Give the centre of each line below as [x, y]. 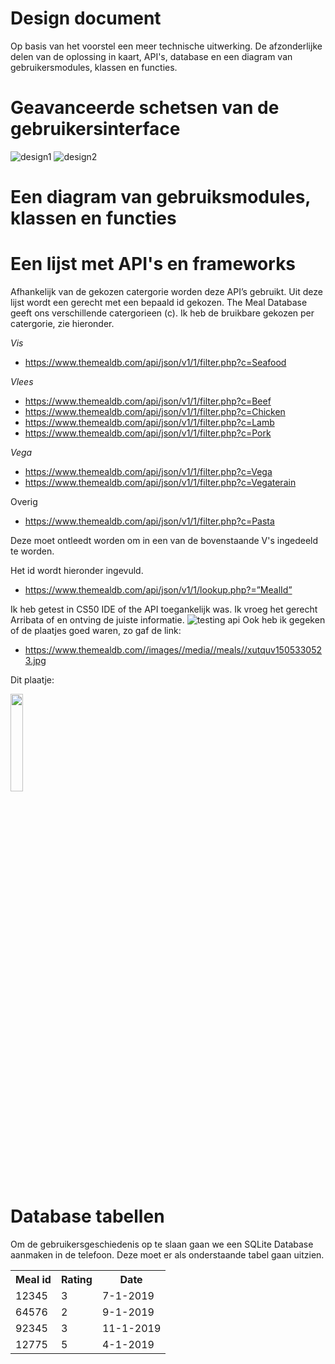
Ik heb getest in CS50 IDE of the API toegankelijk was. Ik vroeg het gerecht [164, 609]
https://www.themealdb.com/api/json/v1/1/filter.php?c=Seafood [155, 362]
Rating [76, 1279]
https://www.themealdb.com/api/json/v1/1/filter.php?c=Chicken [155, 411]
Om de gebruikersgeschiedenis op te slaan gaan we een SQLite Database [162, 1244]
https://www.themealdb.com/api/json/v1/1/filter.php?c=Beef [148, 401]
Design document [86, 18]
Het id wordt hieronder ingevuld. [77, 570]
